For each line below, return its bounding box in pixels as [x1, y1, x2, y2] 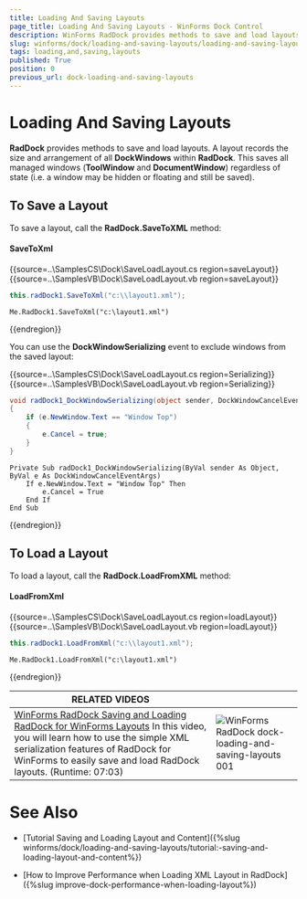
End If [26, 495, 51, 504]
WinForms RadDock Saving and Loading [14, 708, 187, 721]
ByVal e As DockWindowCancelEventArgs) [9, 471, 162, 481]
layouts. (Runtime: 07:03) [14, 765, 124, 777]
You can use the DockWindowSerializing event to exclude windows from [9, 341, 286, 352]
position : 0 [9, 65, 55, 74]
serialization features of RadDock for [14, 742, 172, 755]
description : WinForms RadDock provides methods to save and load [9, 30, 268, 39]
